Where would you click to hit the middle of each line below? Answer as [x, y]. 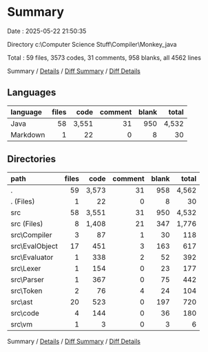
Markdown [28, 135]
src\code [25, 313]
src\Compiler [31, 234]
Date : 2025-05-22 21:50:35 [47, 31]
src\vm [22, 324]
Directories [32, 159]
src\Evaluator [32, 257]
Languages [32, 92]
